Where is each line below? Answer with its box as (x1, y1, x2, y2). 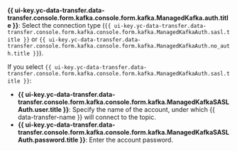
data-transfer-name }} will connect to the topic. (17, 113, 156, 121)
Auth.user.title (17, 105, 62, 113)
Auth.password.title (17, 135, 79, 144)
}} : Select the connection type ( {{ (12, 21, 111, 29)
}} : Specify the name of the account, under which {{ (62, 105, 215, 113)
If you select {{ (7, 63, 52, 71)
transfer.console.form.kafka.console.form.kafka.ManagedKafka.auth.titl (7, 14, 228, 22)
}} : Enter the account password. (79, 135, 174, 144)
